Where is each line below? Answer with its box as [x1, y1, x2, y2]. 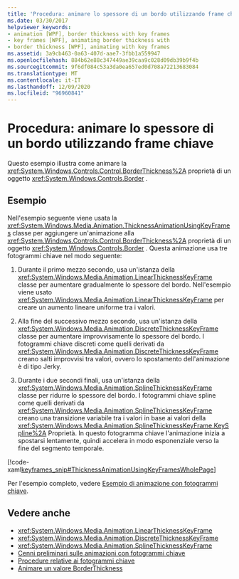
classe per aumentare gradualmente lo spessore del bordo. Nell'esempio [17, 280, 231, 289]
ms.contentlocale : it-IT [7, 76, 81, 84]
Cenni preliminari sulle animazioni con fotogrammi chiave [17, 548, 186, 557]
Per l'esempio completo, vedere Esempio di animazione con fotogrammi [7, 479, 218, 487]
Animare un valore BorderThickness [17, 563, 123, 573]
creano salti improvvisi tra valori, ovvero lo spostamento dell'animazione [17, 354, 230, 363]
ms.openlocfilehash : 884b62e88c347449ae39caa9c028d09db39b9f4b [7, 57, 199, 64]
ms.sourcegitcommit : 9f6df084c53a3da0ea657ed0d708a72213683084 [7, 63, 199, 70]
